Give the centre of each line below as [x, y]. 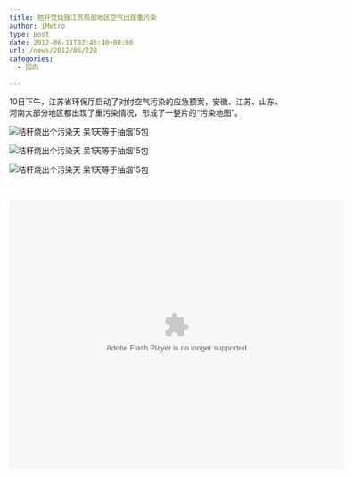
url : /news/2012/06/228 [53, 51]
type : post [29, 34]
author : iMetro [37, 26]
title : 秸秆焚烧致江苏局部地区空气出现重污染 [83, 17]
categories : [31, 59]
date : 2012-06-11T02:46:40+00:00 [71, 42]
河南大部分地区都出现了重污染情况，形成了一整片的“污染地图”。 [126, 112]
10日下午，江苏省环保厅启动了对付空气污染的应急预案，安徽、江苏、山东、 [146, 101]
